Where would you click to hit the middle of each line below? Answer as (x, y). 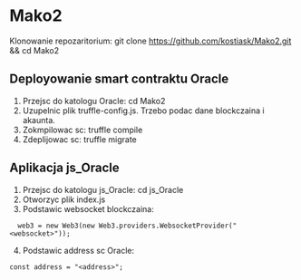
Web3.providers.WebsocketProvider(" (168, 226)
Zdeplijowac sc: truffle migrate (80, 139)
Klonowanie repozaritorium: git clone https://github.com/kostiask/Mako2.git (150, 41)
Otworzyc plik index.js (64, 199)
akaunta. (39, 120)
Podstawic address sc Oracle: (78, 250)
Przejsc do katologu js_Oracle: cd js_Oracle (103, 189)
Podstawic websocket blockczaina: (88, 208)
